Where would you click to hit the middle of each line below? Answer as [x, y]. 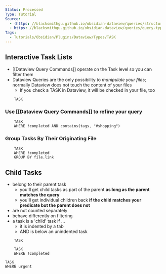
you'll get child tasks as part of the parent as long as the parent [84, 190]
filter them [23, 74]
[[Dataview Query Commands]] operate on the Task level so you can [82, 69]
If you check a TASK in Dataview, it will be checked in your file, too [87, 90]
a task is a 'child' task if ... [39, 221]
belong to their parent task [39, 184]
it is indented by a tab [41, 226]
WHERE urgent [19, 267]
